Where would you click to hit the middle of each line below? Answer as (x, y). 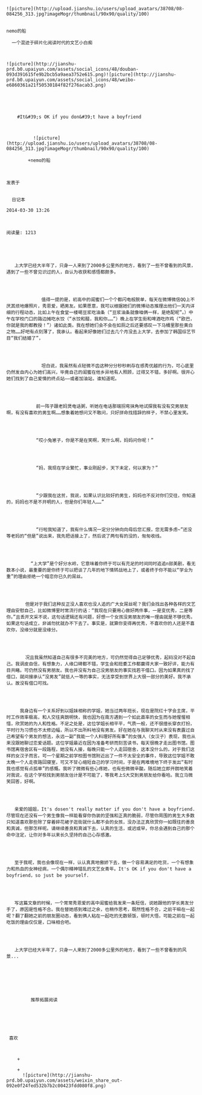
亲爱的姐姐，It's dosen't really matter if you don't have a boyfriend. (105, 809)
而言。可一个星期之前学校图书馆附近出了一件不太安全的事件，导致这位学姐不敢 (112, 756)
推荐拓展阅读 (44, 1000)
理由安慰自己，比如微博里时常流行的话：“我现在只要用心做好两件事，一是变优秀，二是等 (99, 611)
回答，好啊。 (24, 781)
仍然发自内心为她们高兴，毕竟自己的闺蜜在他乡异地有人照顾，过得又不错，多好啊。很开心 (100, 372)
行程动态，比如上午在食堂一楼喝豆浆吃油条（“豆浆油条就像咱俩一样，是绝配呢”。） (102, 312)
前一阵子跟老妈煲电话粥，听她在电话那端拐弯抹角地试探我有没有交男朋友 (112, 406)
